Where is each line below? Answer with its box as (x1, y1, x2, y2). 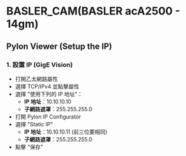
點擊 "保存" (15, 143, 44, 151)
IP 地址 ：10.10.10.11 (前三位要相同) (24, 128, 108, 135)
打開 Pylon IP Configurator (15, 113, 81, 120)
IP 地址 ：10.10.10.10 (24, 98, 71, 105)
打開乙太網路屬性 (15, 75, 58, 82)
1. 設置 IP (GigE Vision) (6, 60, 73, 69)
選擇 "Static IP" (15, 120, 53, 128)
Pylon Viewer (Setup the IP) (6, 41, 112, 51)
